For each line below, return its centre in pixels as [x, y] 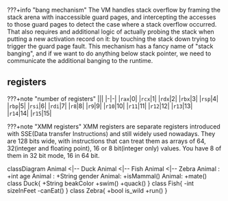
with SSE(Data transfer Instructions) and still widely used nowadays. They [111, 133]
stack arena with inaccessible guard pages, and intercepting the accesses [112, 17]
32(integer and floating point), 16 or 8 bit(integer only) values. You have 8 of [114, 148]
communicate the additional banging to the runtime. [80, 61]
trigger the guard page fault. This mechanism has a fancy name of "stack [110, 46]
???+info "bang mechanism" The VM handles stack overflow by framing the [114, 10]
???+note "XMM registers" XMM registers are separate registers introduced [114, 126]
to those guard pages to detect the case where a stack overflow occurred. [112, 24]
